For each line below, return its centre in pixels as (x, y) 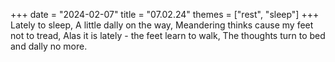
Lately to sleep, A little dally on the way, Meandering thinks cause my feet (162, 25)
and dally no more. (49, 46)
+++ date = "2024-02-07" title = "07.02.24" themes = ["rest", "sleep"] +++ (165, 14)
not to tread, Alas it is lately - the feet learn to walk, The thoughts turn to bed (168, 35)
